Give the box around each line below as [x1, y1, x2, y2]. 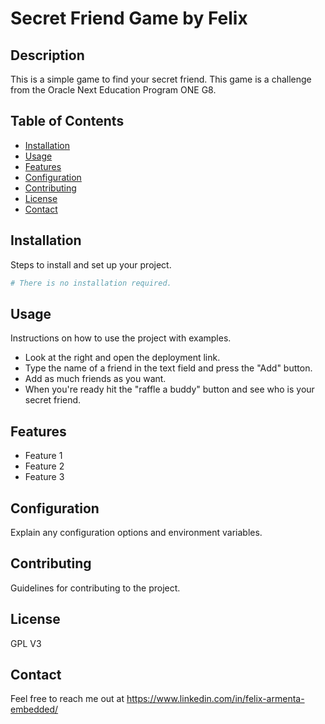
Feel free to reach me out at [10, 693, 125, 705]
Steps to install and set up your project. [10, 258, 172, 271]
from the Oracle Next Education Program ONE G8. [10, 84, 217, 96]
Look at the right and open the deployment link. [24, 352, 221, 364]
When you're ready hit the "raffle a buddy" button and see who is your [24, 383, 315, 396]
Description [10, 47, 85, 64]
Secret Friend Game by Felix [10, 7, 248, 30]
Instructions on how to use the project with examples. [10, 332, 232, 344]
